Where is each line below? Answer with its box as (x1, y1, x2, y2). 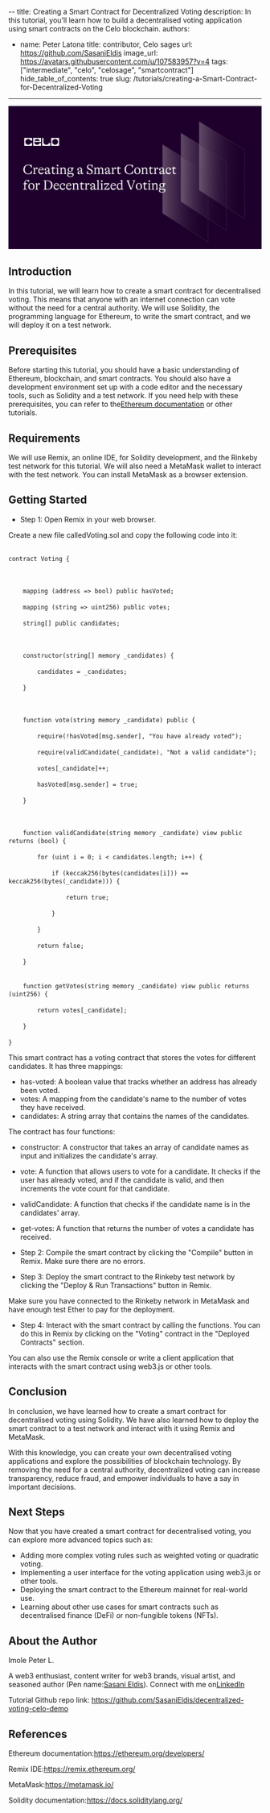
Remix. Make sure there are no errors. (19, 1256, 146, 1266)
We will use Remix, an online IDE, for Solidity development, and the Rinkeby (8, 452, 258, 462)
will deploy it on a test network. (8, 320, 112, 330)
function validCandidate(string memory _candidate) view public (22, 829, 243, 837)
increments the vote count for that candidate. (19, 1183, 170, 1193)
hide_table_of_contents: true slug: (19, 74, 132, 83)
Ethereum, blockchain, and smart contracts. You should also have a (8, 374, 231, 384)
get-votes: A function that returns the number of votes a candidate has (19, 1223, 255, 1233)
